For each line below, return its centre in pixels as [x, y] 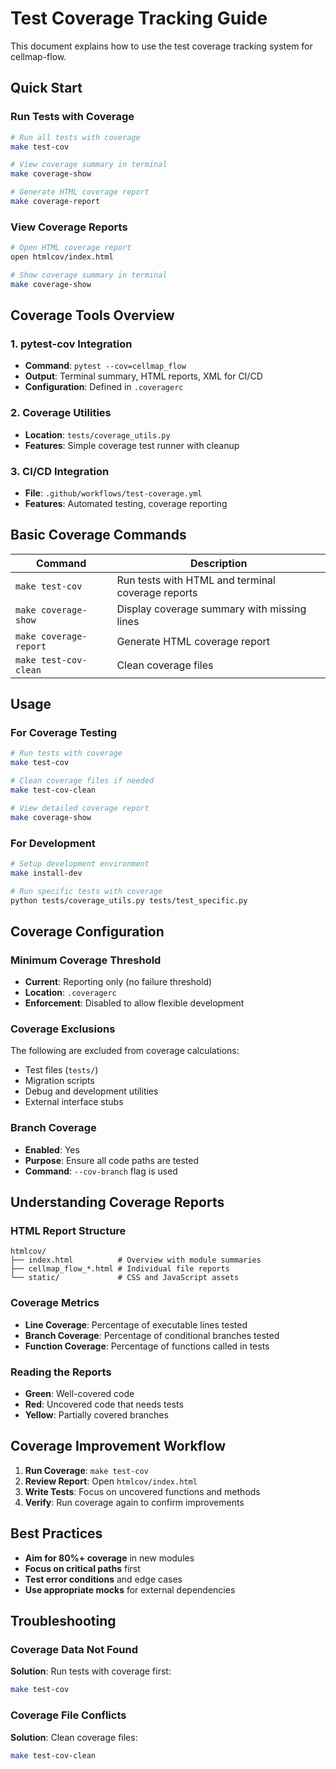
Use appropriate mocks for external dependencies [130, 1589]
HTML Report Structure [68, 1231]
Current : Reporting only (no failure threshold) [118, 982]
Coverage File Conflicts [68, 1715]
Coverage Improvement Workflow [118, 1446]
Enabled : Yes [52, 1149]
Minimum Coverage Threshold [86, 960]
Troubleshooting [63, 1621]
